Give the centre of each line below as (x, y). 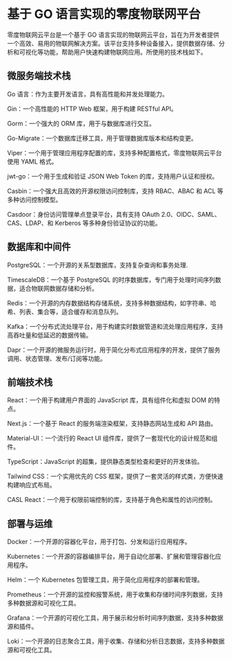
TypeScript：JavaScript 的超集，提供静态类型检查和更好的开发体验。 (105, 462)
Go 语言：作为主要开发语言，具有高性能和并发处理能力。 (88, 93)
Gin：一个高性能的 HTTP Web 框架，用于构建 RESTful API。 (92, 109)
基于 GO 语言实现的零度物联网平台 (104, 14)
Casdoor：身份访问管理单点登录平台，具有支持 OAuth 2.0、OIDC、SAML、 (114, 214)
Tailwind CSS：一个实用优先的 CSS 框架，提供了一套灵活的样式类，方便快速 (115, 476)
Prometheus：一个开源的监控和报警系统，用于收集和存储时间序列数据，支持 (115, 595)
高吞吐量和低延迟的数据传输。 (49, 335)
